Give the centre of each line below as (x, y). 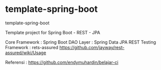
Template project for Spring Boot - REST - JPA (53, 32)
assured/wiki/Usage (26, 53)
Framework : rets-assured (32, 47)
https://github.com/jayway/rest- (92, 47)
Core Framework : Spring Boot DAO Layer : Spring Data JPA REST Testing (80, 42)
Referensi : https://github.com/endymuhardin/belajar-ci (62, 62)
